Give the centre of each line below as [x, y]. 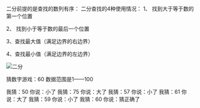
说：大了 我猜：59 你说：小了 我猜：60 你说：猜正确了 [73, 99]
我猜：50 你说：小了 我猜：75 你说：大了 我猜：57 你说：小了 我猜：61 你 [96, 92]
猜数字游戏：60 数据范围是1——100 [50, 79]
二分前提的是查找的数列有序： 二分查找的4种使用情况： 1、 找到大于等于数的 [100, 9]
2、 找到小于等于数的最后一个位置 [48, 29]
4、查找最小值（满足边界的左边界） [50, 54]
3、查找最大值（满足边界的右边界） [50, 41]
